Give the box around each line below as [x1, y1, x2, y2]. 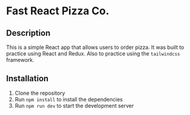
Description [6, 28, 50, 38]
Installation [6, 73, 49, 84]
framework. [6, 57, 34, 63]
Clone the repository [14, 89, 65, 97]
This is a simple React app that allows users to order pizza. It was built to [6, 43, 185, 51]
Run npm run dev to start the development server [14, 102, 134, 109]
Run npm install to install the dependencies [14, 95, 123, 102]
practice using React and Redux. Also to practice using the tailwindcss [6, 50, 180, 57]
